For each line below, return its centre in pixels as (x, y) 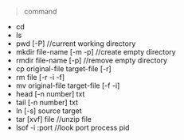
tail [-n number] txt (47, 102)
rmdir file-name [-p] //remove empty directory (92, 60)
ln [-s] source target (49, 111)
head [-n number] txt (50, 94)
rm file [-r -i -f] (40, 77)
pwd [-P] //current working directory (76, 44)
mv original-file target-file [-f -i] (68, 85)
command (40, 11)
